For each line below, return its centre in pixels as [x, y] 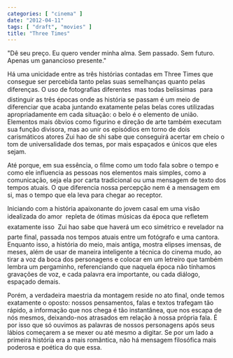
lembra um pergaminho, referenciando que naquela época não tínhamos [111, 267]
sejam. [17, 152]
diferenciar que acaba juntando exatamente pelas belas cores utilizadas [111, 107]
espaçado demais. [34, 282]
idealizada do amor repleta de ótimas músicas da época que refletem [108, 216]
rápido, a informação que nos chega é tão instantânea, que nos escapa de [114, 310]
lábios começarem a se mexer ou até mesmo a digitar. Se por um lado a [111, 333]
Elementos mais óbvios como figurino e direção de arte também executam [114, 122]
